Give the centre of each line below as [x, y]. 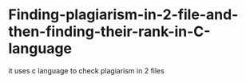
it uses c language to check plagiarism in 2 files [87, 70]
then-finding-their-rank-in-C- [109, 32]
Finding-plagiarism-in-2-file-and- [123, 15]
